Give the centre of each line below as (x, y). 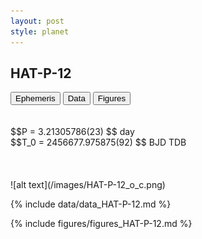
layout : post (37, 21)
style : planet (40, 31)
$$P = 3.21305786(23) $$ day (72, 132)
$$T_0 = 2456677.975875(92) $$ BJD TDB (98, 142)
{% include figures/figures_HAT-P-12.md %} (101, 224)
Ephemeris (35, 98)
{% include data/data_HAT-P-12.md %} (91, 204)
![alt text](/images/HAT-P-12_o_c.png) (88, 185)
